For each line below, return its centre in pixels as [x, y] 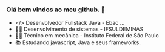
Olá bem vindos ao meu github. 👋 [56, 10]
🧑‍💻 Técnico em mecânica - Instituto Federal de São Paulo [87, 36]
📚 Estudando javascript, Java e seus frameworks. [78, 42]
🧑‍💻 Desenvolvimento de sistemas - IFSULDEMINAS [79, 29]
